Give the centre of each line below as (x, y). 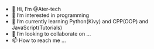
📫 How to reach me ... (39, 40)
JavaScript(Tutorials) (37, 27)
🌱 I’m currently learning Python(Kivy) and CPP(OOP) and (80, 21)
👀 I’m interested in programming (50, 15)
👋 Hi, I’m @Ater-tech (36, 9)
